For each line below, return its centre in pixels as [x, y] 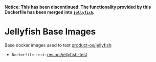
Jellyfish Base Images [50, 32]
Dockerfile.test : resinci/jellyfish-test [49, 54]
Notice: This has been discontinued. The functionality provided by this [78, 7]
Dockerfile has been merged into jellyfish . [50, 12]
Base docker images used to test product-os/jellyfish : [59, 45]
